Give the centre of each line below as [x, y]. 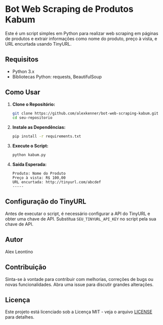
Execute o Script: [30, 146]
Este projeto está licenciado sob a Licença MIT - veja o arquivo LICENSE [79, 312]
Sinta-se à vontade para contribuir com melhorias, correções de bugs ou [79, 279]
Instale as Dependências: [39, 127]
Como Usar [23, 92]
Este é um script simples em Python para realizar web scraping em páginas [82, 33]
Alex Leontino [19, 252]
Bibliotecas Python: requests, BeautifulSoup [57, 77]
